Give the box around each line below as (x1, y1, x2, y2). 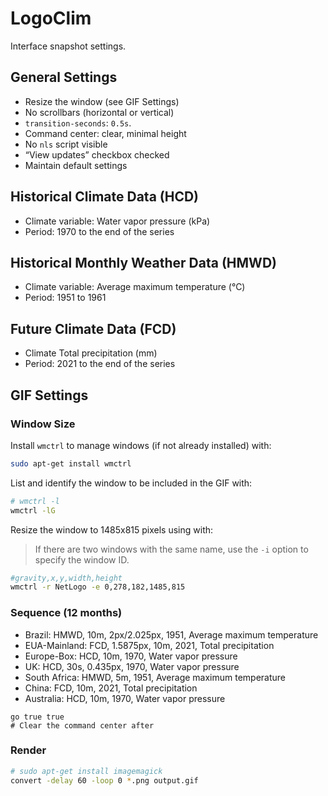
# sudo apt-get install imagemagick (10, 766, 163, 776)
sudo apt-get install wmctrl (10, 458, 132, 469)
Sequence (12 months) (10, 606, 123, 620)
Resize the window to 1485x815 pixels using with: (10, 523, 214, 536)
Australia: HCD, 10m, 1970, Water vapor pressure (24, 692, 226, 704)
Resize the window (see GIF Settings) (24, 95, 180, 107)
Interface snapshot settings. (10, 40, 127, 52)
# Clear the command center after (10, 720, 155, 731)
